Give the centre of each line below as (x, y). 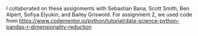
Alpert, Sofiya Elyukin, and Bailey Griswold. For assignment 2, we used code (99, 15)
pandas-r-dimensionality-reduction (49, 27)
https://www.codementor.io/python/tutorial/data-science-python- (99, 21)
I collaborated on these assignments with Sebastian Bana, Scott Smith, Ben (98, 8)
